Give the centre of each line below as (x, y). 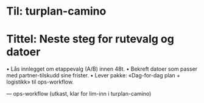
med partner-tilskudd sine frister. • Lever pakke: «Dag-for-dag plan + (93, 76)
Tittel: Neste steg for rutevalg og (90, 39)
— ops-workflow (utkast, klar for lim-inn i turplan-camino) (79, 94)
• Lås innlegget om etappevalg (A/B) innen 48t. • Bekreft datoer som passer (102, 69)
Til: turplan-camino (56, 11)
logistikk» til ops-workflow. (40, 82)
